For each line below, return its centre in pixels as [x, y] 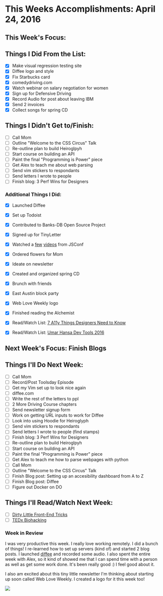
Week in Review [24, 533]
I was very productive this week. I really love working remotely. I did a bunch [81, 544]
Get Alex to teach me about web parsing [53, 165]
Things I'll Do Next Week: [44, 365]
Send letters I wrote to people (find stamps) [56, 432]
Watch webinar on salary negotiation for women [60, 88]
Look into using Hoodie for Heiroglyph [50, 421]
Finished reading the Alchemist [43, 313]
